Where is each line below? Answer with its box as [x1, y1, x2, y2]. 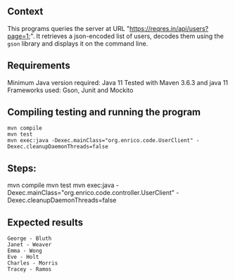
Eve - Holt [7, 253, 39, 261]
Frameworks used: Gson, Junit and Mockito [7, 86, 134, 94]
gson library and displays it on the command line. [7, 39, 148, 48]
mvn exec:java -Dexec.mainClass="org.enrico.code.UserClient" [7, 137, 193, 144]
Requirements [7, 60, 70, 72]
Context [7, 6, 44, 18]
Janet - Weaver [7, 241, 52, 248]
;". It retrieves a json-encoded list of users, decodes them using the [28, 32, 224, 40]
